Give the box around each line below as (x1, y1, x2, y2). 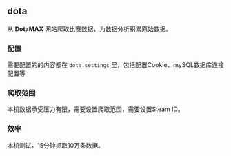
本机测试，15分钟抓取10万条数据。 (7, 141, 105, 149)
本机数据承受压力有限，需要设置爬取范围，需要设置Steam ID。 (7, 105, 184, 113)
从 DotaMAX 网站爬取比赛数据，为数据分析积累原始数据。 (7, 24, 172, 33)
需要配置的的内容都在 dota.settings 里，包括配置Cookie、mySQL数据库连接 (7, 61, 224, 69)
